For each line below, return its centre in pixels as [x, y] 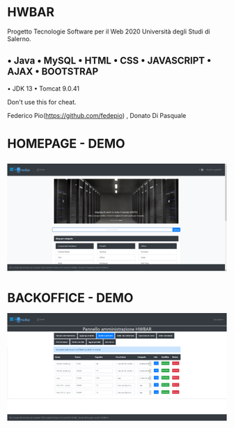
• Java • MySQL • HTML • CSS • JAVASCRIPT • [109, 61]
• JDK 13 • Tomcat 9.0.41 [44, 89]
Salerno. [19, 38]
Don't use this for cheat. [42, 102]
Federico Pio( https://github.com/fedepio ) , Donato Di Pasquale [97, 115]
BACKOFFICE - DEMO [70, 298]
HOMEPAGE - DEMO [66, 143]
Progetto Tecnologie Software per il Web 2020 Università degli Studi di [109, 31]
